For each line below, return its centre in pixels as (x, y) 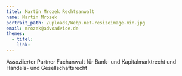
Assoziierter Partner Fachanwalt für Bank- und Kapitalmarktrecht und (91, 61)
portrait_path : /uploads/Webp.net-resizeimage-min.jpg (76, 23)
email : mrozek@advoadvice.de (42, 28)
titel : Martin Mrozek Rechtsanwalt (50, 12)
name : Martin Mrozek (32, 17)
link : (24, 45)
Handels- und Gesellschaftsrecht (47, 68)
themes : (16, 34)
